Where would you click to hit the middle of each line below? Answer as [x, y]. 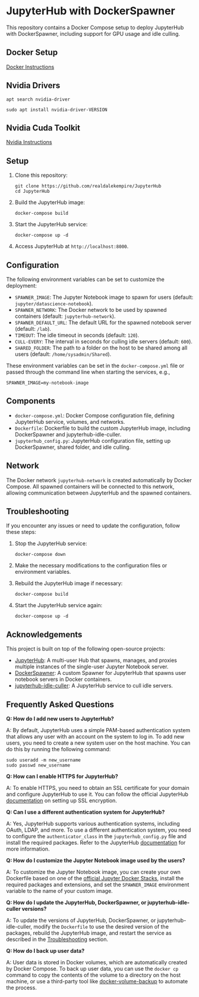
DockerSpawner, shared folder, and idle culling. [73, 447]
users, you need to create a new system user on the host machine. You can [98, 743]
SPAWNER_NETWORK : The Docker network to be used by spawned [91, 310]
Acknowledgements [44, 634]
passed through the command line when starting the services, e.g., [88, 372]
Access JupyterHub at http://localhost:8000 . [72, 246]
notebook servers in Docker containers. [63, 679]
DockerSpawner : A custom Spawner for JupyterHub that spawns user [100, 673]
